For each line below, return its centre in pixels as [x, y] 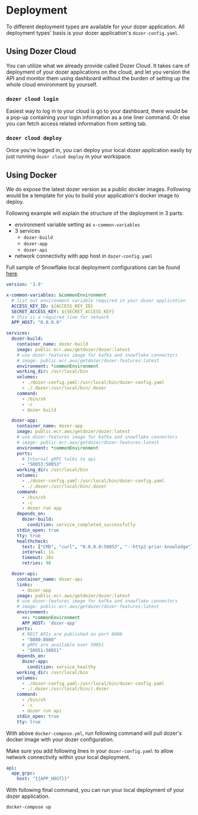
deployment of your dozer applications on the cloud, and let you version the [98, 72]
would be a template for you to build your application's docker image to [93, 196]
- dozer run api [42, 711]
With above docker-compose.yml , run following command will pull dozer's [94, 733]
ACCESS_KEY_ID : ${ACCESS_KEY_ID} [52, 306]
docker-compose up [29, 807]
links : [25, 584]
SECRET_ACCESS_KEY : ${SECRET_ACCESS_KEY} [63, 311]
